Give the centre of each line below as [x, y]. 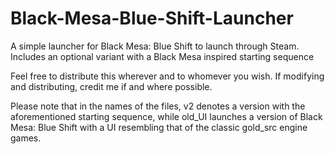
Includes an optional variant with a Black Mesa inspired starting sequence [162, 56]
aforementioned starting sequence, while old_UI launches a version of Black [166, 116]
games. [26, 138]
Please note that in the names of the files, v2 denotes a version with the [158, 106]
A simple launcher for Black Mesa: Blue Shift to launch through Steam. [155, 46]
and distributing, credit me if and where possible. [111, 86]
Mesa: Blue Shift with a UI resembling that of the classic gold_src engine [159, 127]
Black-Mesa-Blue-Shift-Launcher [152, 18]
